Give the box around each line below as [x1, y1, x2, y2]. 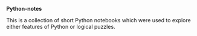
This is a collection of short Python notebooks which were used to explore [6, 17, 192, 23]
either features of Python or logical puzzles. [6, 23, 116, 30]
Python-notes [6, 5, 42, 12]
